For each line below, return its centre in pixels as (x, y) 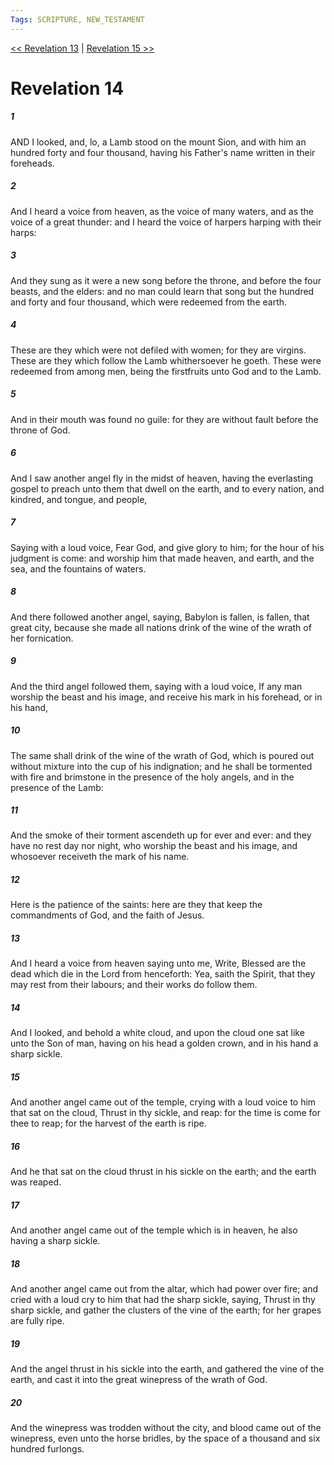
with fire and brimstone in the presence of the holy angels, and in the (152, 777)
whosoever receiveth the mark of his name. (100, 857)
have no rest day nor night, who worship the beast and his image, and (154, 846)
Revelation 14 (67, 88)
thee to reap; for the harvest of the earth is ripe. (108, 1123)
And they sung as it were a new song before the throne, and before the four (166, 280)
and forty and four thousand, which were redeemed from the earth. (149, 302)
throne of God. (40, 430)
